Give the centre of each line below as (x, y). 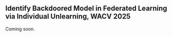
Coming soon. (20, 29)
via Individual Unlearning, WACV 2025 (68, 17)
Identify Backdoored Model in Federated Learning (86, 8)
